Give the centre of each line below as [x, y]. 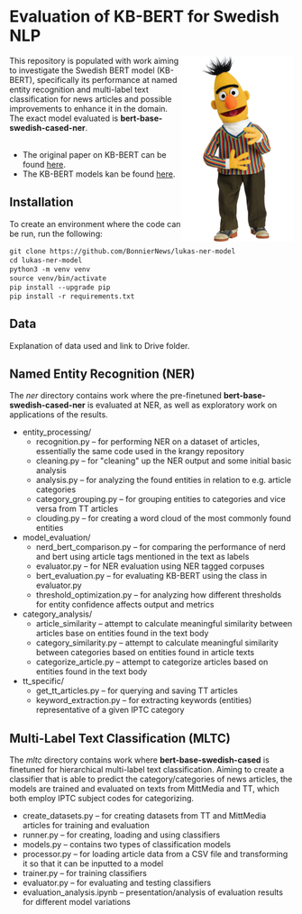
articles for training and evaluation [86, 826]
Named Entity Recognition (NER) [102, 374]
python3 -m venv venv [50, 269]
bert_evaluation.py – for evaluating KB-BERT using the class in [151, 576]
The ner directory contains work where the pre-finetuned [116, 396]
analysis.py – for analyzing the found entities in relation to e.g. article [163, 480]
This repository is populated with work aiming [94, 60]
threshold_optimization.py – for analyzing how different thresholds [159, 595]
